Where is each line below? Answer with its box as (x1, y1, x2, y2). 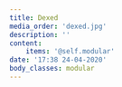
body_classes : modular (9, 64, 95, 73)
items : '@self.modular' (25, 47, 116, 56)
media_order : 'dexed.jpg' (9, 22, 107, 31)
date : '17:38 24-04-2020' (9, 55, 107, 64)
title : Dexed (9, 13, 59, 23)
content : (9, 38, 42, 48)
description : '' (9, 30, 70, 39)
